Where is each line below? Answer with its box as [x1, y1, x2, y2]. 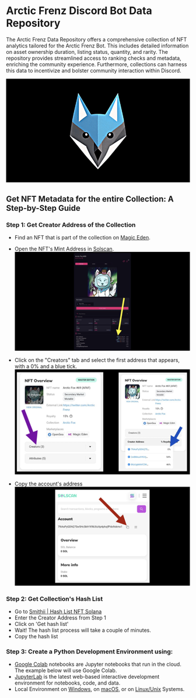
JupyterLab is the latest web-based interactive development [14, 673, 160, 680]
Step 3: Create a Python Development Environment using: [6, 648, 173, 656]
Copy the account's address [14, 480, 83, 487]
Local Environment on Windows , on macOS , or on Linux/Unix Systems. [14, 686, 185, 693]
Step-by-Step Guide [6, 203, 80, 213]
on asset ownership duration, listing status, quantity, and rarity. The [6, 48, 168, 55]
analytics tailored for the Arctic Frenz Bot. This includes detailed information [6, 42, 189, 49]
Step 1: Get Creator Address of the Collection [6, 221, 136, 229]
